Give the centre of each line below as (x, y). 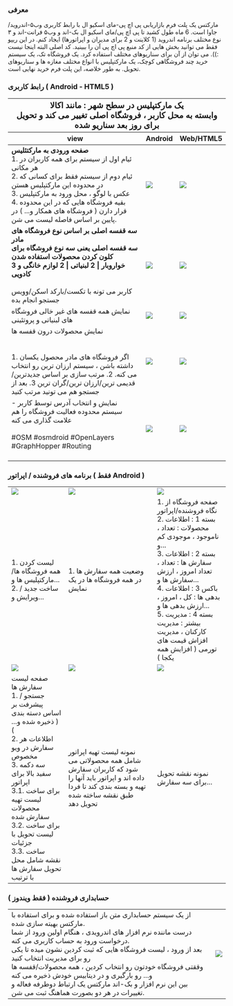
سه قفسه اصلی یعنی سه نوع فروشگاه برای (74, 248)
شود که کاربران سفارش (103, 769)
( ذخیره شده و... (35, 721)
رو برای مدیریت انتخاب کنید (51, 958)
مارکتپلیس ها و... (36, 579)
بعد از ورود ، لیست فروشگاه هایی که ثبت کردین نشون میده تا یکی (107, 949)
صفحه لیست (30, 678)
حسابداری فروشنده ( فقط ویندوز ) (58, 897)
